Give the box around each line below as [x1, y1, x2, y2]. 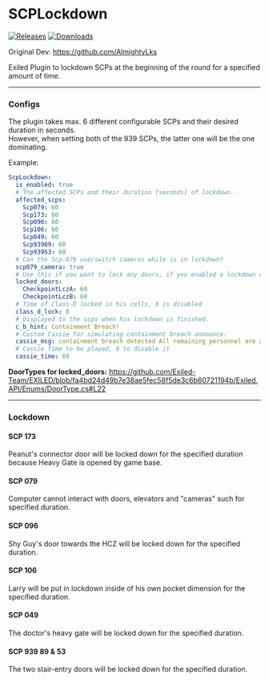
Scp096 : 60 [22, 218, 59, 226]
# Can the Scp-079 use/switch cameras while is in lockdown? [15, 255, 224, 263]
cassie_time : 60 [15, 352, 70, 361]
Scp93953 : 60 [22, 248, 66, 256]
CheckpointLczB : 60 [22, 293, 88, 301]
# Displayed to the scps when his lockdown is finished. [15, 315, 210, 323]
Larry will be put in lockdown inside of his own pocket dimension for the [8, 583, 246, 593]
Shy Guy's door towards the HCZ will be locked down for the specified [8, 538, 241, 548]
